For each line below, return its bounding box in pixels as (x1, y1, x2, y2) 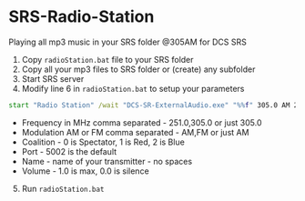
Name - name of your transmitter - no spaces (21, 156, 193, 166)
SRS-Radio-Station (8, 6, 155, 27)
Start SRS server (21, 73, 85, 84)
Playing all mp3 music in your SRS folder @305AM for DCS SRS (8, 36, 247, 47)
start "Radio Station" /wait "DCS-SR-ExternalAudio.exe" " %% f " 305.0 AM (8, 100, 290, 110)
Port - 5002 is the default (21, 146, 117, 156)
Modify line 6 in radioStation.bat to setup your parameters (21, 83, 245, 94)
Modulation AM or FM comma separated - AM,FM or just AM (21, 126, 249, 137)
